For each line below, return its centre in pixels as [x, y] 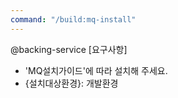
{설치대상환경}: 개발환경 [71, 83]
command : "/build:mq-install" [73, 19]
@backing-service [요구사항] [69, 49]
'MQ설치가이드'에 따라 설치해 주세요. [96, 70]
